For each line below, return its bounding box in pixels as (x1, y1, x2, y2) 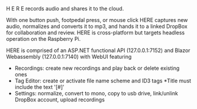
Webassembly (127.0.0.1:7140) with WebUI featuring (6, 53, 132, 60)
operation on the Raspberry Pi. (6, 36, 81, 42)
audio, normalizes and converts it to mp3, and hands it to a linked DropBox (6, 23, 188, 30)
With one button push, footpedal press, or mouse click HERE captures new (6, 17, 188, 23)
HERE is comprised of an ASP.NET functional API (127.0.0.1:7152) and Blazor (6, 47, 190, 54)
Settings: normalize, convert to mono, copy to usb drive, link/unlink (14, 90, 179, 97)
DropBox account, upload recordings (14, 96, 105, 103)
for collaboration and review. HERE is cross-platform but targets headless (6, 29, 185, 36)
